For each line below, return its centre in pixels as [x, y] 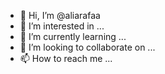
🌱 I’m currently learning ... [73, 36]
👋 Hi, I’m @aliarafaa [60, 15]
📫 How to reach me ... [66, 58]
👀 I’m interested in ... [62, 26]
